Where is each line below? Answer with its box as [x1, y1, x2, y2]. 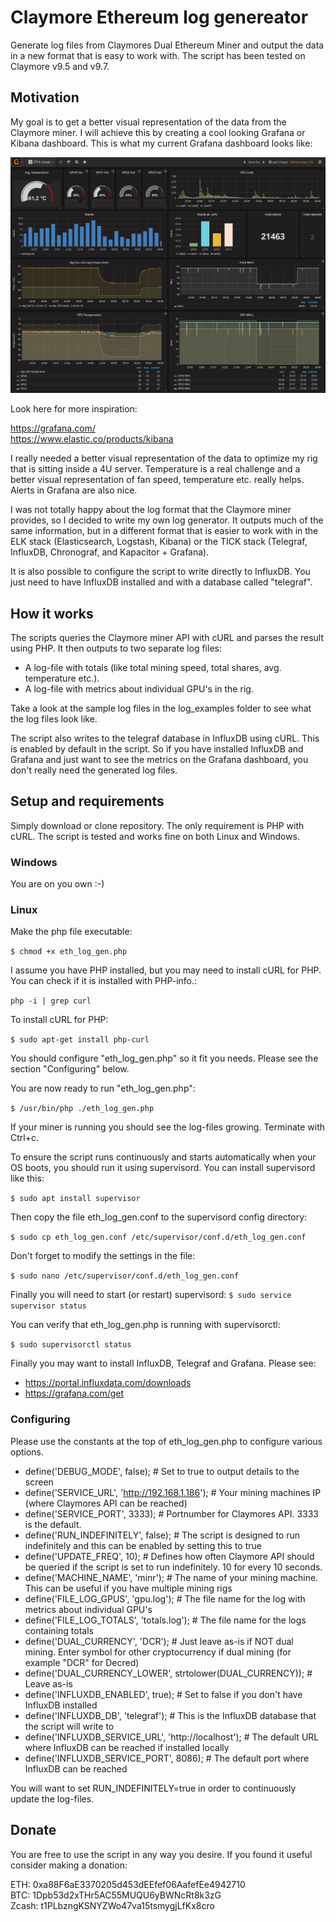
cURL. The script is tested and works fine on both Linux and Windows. [10, 830, 301, 842]
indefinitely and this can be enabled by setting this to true [24, 1539, 262, 1551]
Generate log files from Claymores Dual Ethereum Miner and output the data [10, 39, 325, 51]
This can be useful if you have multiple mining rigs [24, 1582, 233, 1594]
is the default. [24, 1518, 82, 1530]
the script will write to [24, 1720, 115, 1732]
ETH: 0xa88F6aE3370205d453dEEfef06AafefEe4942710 [10, 1878, 246, 1890]
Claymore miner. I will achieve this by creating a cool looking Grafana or [10, 126, 306, 138]
